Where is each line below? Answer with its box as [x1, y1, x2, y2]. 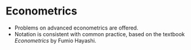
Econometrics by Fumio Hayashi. [14, 37, 97, 44]
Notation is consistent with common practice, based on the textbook [14, 30, 185, 37]
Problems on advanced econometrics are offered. [14, 24, 138, 31]
